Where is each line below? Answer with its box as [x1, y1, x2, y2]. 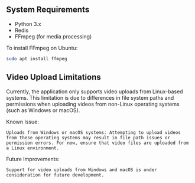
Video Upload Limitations [6, 72, 102, 82]
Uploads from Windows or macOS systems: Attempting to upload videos [6, 129, 181, 135]
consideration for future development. [6, 172, 105, 178]
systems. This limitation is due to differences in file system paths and [6, 94, 174, 101]
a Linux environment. [6, 145, 60, 151]
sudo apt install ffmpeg [6, 55, 67, 61]
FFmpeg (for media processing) [14, 32, 92, 40]
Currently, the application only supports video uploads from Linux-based [6, 88, 183, 95]
